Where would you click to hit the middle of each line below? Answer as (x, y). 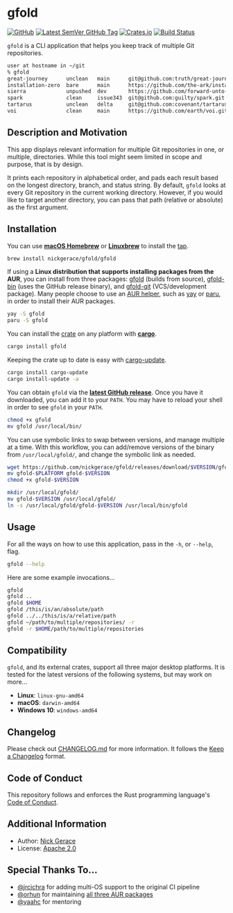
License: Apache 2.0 (46, 848)
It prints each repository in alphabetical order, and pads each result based (113, 177)
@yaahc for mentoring (49, 901)
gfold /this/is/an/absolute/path (55, 610)
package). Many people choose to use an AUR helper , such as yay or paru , (114, 294)
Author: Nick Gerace (46, 841)
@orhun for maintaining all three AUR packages (85, 894)
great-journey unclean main (59, 79)
